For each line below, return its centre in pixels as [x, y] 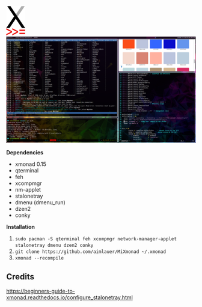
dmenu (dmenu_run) [40, 202]
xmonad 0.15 [31, 164]
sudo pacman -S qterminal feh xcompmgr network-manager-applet [96, 239]
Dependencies [25, 153]
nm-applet [28, 190]
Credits [20, 277]
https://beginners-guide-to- [41, 291]
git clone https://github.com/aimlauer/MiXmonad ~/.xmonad [90, 252]
